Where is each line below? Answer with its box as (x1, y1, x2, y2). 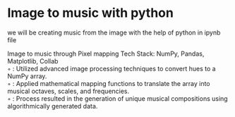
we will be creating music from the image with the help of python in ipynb (7, 28, 221, 37)
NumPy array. (7, 72, 47, 80)
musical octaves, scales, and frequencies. (7, 87, 130, 95)
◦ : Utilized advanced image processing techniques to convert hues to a (7, 64, 217, 73)
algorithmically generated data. (7, 101, 98, 110)
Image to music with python (7, 5, 174, 21)
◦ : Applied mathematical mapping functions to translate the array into (7, 79, 210, 87)
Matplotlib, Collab (7, 56, 59, 65)
